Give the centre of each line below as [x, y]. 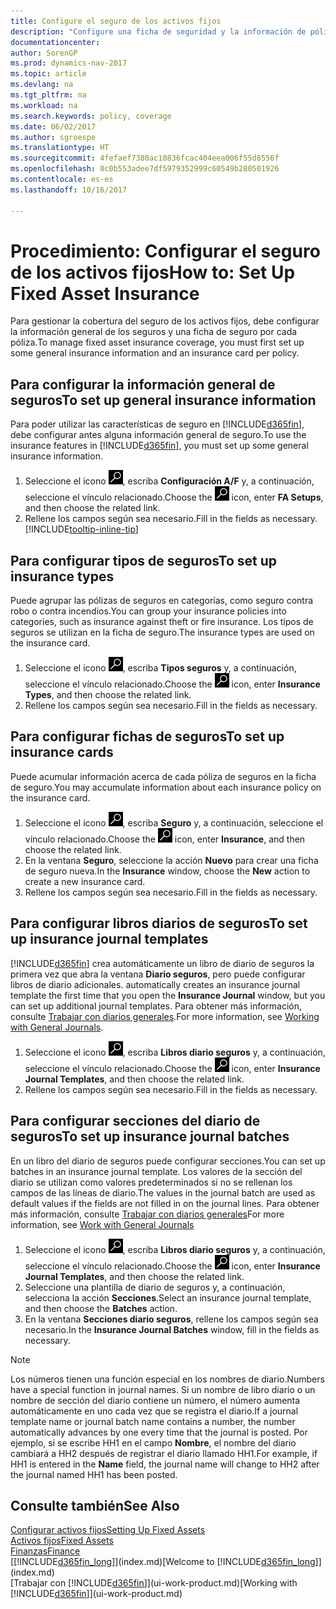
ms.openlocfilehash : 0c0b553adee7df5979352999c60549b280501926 [145, 169]
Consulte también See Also [95, 1505]
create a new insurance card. [85, 881]
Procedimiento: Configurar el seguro [165, 251]
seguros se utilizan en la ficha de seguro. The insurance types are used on [162, 632]
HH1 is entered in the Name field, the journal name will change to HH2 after [165, 1464]
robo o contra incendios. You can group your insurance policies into [148, 611]
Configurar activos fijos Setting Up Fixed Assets [108, 1530]
